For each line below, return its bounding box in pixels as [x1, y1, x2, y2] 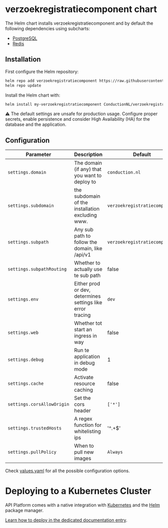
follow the [74, 239, 97, 246]
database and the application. [5, 122, 66, 128]
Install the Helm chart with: [5, 92, 60, 98]
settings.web [7, 330, 39, 335]
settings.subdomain [7, 203, 54, 209]
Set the [74, 395, 91, 402]
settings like [74, 299, 102, 306]
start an [74, 326, 92, 333]
